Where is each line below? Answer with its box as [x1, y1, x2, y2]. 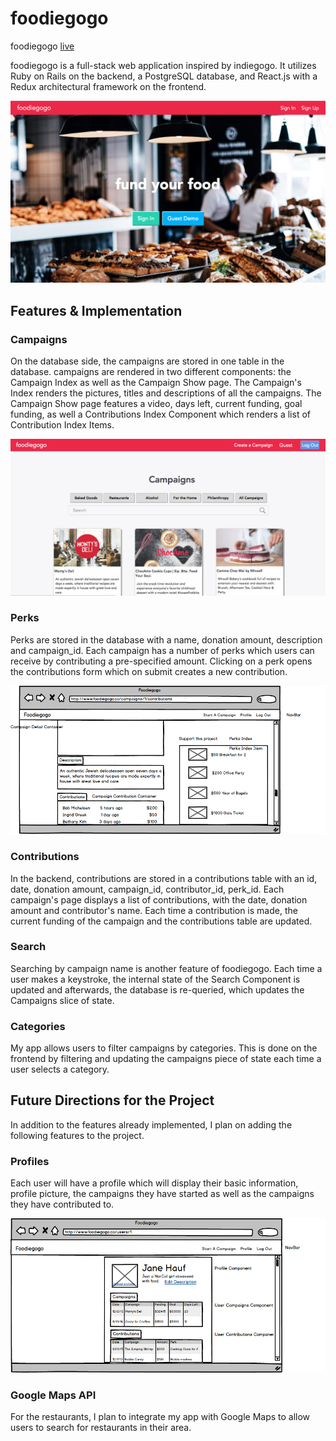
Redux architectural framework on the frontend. [10, 80, 207, 92]
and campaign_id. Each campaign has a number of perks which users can [10, 644, 315, 656]
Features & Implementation [10, 302, 183, 319]
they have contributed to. [10, 1198, 115, 1211]
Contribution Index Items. [10, 419, 115, 431]
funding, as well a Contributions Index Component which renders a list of [10, 408, 311, 420]
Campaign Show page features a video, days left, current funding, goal [10, 398, 303, 409]
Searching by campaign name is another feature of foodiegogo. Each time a [10, 962, 323, 974]
